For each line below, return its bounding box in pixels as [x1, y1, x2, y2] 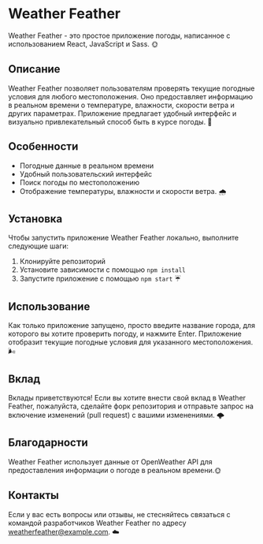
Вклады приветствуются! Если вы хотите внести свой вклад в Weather [8, 393, 246, 402]
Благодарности [8, 436, 88, 449]
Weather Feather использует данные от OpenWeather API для [8, 456, 213, 466]
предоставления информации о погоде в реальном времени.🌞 [8, 465, 222, 475]
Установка [8, 212, 63, 225]
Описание [8, 62, 61, 76]
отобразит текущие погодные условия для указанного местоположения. [8, 337, 254, 347]
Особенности [8, 140, 79, 154]
